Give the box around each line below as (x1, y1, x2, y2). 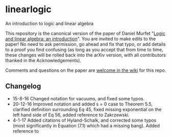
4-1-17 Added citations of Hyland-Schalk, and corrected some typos (12, 117, 157, 123)
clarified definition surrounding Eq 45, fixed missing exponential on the (12, 106, 162, 113)
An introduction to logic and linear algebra (5, 20, 94, 26)
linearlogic (5, 4, 52, 15)
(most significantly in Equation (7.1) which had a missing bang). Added (12, 122, 160, 128)
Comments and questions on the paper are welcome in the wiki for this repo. (5, 67, 166, 73)
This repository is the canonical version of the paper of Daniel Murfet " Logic (5, 30, 166, 36)
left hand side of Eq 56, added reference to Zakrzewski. (12, 112, 130, 118)
